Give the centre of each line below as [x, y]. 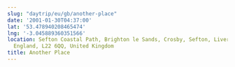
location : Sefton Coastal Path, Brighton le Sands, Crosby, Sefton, [109, 40]
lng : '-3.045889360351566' [47, 33]
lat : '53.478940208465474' [47, 27]
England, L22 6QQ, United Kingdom [64, 46]
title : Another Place [39, 53]
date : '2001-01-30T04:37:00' [50, 20]
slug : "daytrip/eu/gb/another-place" [62, 14]
